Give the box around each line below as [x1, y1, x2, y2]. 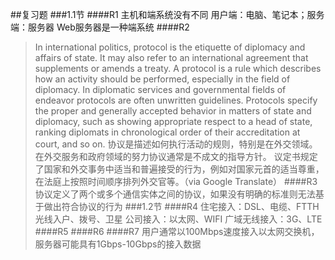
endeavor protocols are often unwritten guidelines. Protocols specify [34, 94, 318, 106]
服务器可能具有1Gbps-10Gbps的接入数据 [34, 238, 202, 250]
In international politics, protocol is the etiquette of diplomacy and [34, 41, 306, 53]
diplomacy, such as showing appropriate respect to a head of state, [34, 116, 313, 127]
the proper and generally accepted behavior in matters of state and [34, 105, 312, 117]
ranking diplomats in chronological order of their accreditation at [34, 126, 301, 138]
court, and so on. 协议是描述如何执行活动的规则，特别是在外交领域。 [34, 138, 318, 150]
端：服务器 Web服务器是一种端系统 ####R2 [10, 21, 190, 33]
